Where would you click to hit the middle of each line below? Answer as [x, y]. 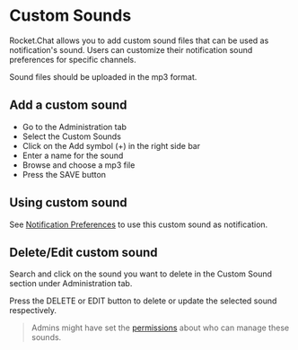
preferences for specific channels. [73, 59]
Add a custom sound [68, 105]
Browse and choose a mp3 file [79, 165]
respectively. [33, 311]
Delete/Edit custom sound [84, 252]
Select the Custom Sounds [71, 136]
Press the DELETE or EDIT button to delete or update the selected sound [143, 301]
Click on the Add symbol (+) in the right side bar [111, 145]
